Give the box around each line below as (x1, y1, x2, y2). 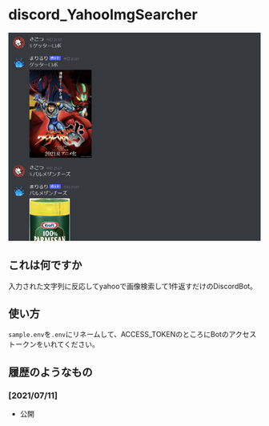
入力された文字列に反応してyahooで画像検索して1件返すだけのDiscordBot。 (8, 281, 258, 291)
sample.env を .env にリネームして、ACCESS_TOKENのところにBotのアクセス (8, 330, 257, 340)
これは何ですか (8, 259, 82, 272)
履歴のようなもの (8, 365, 93, 379)
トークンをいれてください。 (8, 340, 100, 349)
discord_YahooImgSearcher (8, 6, 198, 24)
